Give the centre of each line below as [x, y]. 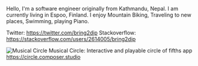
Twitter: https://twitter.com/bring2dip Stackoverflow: [71, 33]
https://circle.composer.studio [43, 57]
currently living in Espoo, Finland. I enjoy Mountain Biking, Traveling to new [99, 15]
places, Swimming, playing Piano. [48, 21]
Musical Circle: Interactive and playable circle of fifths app [121, 51]
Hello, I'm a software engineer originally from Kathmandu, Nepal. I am [92, 9]
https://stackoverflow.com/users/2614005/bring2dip [71, 39]
